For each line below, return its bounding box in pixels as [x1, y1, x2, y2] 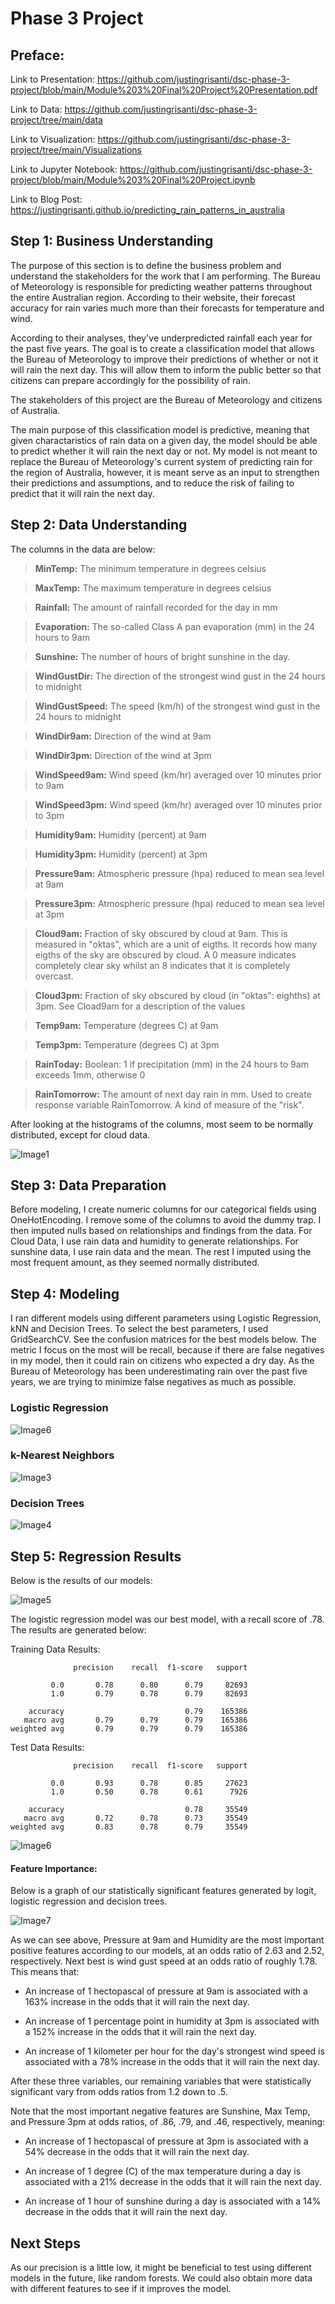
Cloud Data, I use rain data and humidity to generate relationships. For [10, 1235, 299, 1247]
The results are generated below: [10, 1623, 147, 1636]
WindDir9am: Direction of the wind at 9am [34, 730, 212, 742]
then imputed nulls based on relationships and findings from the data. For [10, 1225, 313, 1237]
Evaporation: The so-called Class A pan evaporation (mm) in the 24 [34, 620, 316, 632]
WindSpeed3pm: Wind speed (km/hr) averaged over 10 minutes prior [34, 798, 323, 811]
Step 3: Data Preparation [10, 1177, 167, 1194]
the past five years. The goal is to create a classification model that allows [10, 342, 315, 354]
